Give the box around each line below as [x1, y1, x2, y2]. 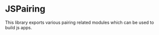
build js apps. [5, 24, 32, 30]
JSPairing [5, 3, 46, 15]
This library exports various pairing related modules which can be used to [5, 19, 154, 25]
